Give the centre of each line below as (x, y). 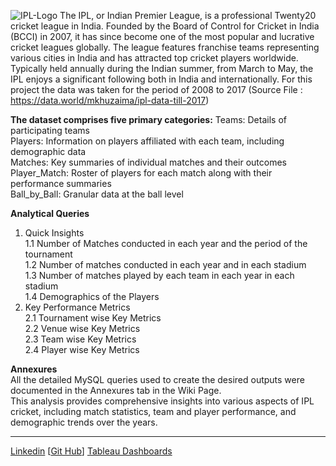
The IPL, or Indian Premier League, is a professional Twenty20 (188, 15)
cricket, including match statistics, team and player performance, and (153, 411)
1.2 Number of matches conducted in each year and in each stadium (165, 264)
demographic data (48, 151)
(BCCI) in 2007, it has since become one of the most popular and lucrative (162, 36)
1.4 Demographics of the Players (92, 296)
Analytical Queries (50, 213)
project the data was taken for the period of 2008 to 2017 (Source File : (156, 89)
